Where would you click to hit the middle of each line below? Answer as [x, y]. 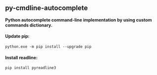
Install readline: [21, 57]
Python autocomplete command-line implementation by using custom [78, 20]
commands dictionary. [29, 25]
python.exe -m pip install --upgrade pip [48, 47]
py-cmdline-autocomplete [46, 8]
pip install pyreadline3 [31, 68]
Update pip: [17, 36]
